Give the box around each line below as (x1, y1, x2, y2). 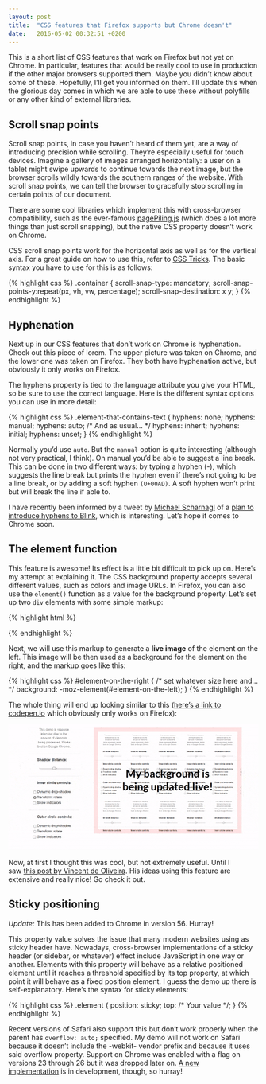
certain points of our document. (8, 189, 113, 199)
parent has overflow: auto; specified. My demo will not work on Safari (8, 1032, 241, 1042)
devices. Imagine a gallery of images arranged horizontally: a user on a (8, 156, 241, 166)
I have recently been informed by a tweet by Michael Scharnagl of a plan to (8, 502, 254, 512)
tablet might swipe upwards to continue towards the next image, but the (8, 164, 244, 174)
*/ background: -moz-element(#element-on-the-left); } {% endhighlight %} (8, 684, 254, 694)
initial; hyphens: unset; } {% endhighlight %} (8, 430, 153, 439)
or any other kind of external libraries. (8, 95, 132, 104)
